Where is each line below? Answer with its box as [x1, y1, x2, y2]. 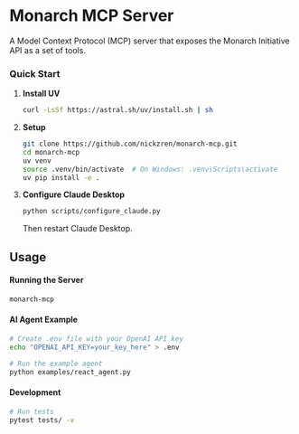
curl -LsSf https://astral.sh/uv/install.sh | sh [22, 106, 214, 115]
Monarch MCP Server [9, 5, 174, 26]
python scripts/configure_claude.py [22, 207, 161, 216]
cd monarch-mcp [22, 147, 80, 156]
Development [9, 387, 61, 398]
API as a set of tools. [9, 44, 86, 55]
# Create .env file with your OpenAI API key [9, 335, 183, 344]
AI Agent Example [9, 314, 79, 325]
